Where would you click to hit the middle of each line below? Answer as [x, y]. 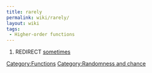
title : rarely [24, 12]
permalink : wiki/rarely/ [38, 18]
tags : [13, 29]
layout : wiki [23, 23]
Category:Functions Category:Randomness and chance [76, 64]
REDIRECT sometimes [43, 52]
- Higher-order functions [42, 35]
